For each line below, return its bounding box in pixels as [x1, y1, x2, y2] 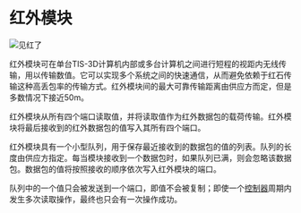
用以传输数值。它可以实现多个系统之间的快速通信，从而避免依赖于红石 [24, 69, 284, 81]
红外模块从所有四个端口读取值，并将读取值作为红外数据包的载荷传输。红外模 [9, 111, 292, 122]
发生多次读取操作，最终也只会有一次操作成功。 [9, 193, 182, 204]
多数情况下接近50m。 [9, 91, 90, 103]
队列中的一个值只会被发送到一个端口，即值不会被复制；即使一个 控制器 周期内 [9, 183, 292, 193]
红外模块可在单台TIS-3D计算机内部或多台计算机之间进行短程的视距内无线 [9, 58, 279, 69]
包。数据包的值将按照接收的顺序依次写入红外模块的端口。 [9, 163, 221, 175]
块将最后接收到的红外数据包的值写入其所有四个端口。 [9, 122, 206, 132]
